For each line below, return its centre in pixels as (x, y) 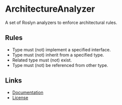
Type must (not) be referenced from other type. (60, 65)
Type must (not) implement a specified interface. (61, 49)
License (20, 97)
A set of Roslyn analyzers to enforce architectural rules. (61, 22)
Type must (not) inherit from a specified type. (58, 55)
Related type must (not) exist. (42, 60)
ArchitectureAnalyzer (50, 9)
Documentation (28, 92)
